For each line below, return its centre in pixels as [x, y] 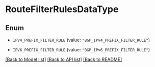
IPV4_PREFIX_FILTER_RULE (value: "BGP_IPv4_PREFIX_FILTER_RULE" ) [81, 40]
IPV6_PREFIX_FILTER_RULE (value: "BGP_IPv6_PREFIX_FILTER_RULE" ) [81, 50]
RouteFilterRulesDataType [62, 9]
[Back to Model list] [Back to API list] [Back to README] [64, 59]
